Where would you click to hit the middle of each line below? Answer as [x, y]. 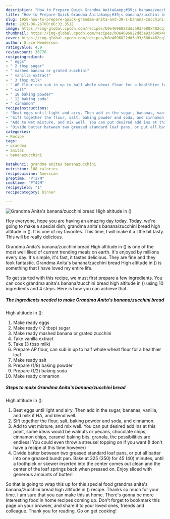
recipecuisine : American [32, 174]
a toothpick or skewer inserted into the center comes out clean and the [87, 464]
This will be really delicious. [35, 237]
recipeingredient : [25, 57]
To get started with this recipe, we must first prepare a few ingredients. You [84, 278]
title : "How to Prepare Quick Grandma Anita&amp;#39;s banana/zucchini [82, 15]
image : [13, 29]
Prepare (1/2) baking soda [40, 370]
